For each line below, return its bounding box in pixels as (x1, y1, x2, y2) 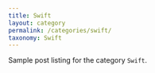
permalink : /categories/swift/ (8, 26, 112, 34)
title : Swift (8, 11, 52, 20)
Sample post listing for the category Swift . (8, 56, 148, 65)
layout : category (8, 19, 66, 27)
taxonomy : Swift (8, 33, 62, 42)
